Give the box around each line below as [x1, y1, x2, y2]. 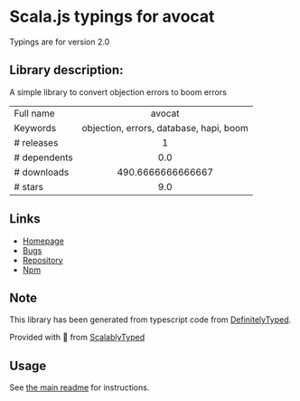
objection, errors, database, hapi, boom [81, 121, 248, 134]
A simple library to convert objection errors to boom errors [9, 86, 228, 97]
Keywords [14, 121, 57, 134]
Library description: [9, 62, 124, 78]
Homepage [22, 235, 65, 246]
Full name [14, 107, 56, 119]
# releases [14, 136, 59, 148]
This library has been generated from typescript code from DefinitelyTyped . [9, 314, 292, 325]
